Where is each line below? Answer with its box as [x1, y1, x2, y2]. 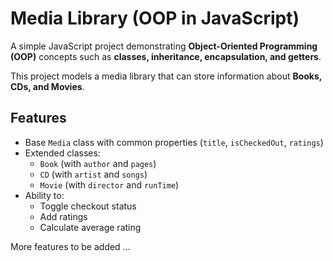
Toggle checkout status [39, 200, 137, 212]
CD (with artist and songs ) [39, 168, 148, 180]
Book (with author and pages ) [39, 157, 157, 169]
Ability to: [24, 189, 65, 201]
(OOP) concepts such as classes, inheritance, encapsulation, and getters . [10, 50, 322, 62]
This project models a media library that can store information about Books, [10, 70, 323, 82]
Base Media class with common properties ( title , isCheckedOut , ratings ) [24, 136, 324, 148]
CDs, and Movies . [10, 80, 85, 92]
